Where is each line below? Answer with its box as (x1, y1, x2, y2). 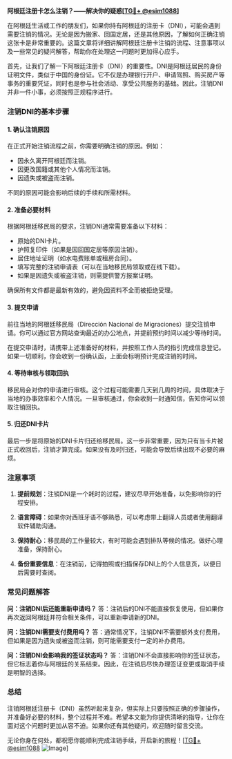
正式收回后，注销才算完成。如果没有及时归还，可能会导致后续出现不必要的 (7, 445, 219, 453)
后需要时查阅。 (17, 568, 60, 577)
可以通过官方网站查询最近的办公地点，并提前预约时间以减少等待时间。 (25, 328, 225, 337)
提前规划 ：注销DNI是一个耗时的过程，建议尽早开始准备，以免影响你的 (17, 490, 216, 498)
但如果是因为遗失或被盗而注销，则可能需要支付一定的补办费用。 (7, 636, 188, 644)
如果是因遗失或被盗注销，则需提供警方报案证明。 (17, 271, 157, 280)
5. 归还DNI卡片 (7, 420, 50, 428)
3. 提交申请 (7, 303, 39, 311)
